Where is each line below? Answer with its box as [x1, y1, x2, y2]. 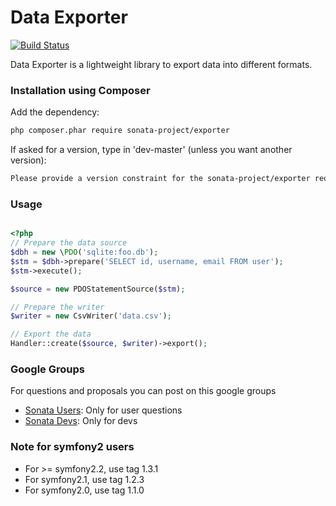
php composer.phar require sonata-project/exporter [10, 126, 230, 136]
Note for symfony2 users [10, 440, 135, 454]
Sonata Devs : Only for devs [24, 415, 138, 427]
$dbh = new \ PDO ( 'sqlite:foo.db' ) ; [10, 247, 159, 258]
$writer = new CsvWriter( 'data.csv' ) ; [10, 311, 172, 321]
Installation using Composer [10, 83, 151, 97]
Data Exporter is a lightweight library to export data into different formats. [10, 58, 313, 70]
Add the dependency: [10, 106, 100, 118]
